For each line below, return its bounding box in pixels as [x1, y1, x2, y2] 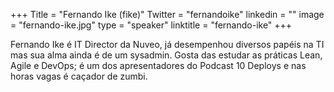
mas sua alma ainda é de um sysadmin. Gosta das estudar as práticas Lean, [10, 49, 323, 61]
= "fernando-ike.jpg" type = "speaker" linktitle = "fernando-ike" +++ [10, 19, 293, 31]
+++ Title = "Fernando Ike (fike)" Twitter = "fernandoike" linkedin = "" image [10, 9, 325, 20]
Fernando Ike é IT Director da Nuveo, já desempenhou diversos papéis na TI [10, 39, 325, 50]
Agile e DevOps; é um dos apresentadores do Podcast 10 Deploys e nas [10, 60, 307, 71]
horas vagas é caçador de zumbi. [10, 70, 148, 82]
